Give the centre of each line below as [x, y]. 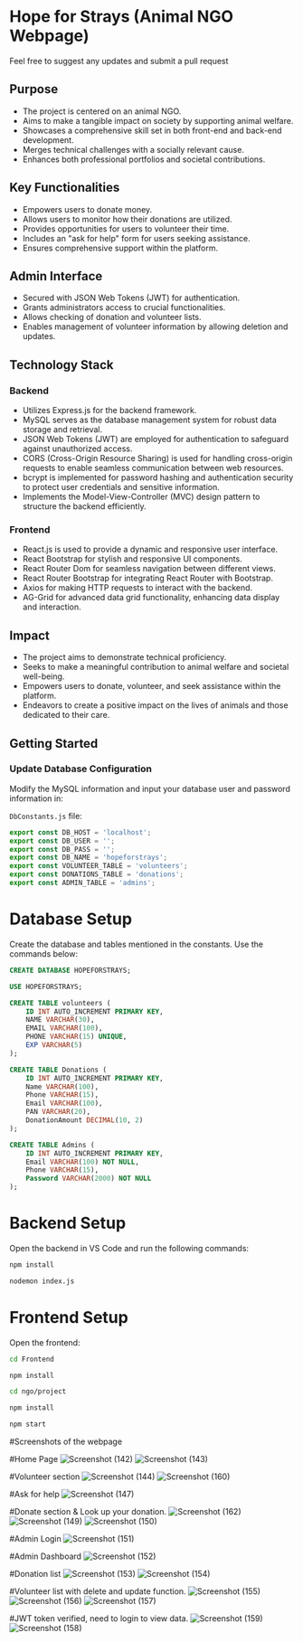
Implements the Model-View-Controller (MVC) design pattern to [141, 497]
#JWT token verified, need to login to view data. [99, 1618]
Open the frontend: [45, 1342]
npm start [28, 1425]
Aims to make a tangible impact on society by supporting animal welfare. [158, 120]
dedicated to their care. [66, 715]
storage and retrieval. [62, 429]
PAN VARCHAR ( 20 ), [58, 1112]
